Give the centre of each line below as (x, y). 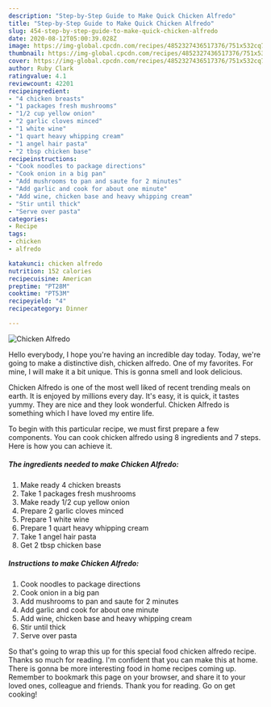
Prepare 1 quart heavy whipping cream (84, 527)
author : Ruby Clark (41, 69)
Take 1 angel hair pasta (58, 536)
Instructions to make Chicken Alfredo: (74, 564)
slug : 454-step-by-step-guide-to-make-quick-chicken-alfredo (113, 31)
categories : (28, 219)
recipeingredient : (39, 91)
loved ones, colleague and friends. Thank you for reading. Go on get (122, 685)
